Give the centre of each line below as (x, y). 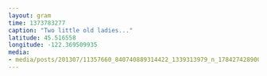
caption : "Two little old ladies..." (71, 30)
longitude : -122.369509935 (53, 45)
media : (19, 52)
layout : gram (30, 15)
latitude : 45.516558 (43, 38)
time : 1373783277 (37, 23)
